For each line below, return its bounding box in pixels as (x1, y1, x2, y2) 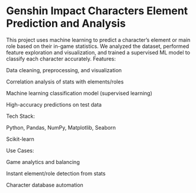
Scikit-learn (6, 135, 34, 143)
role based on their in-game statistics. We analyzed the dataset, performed (6, 43, 189, 50)
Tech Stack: (6, 112, 36, 120)
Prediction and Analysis (6, 17, 126, 30)
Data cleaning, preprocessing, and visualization (6, 66, 122, 73)
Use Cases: (6, 147, 34, 154)
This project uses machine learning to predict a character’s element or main (6, 36, 191, 43)
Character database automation (6, 181, 84, 188)
